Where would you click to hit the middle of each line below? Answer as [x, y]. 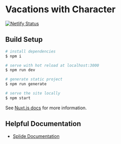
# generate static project [34, 79]
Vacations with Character [60, 9]
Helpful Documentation [43, 124]
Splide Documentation [36, 136]
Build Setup [24, 40]
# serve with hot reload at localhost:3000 [52, 65]
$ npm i [14, 56]
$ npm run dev [20, 70]
